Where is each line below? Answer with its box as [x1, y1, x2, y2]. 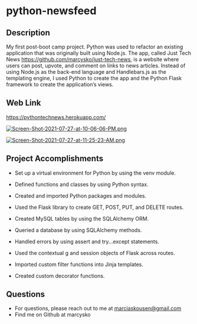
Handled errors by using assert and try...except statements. [14, 238, 159, 245]
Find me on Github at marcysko [14, 311, 91, 318]
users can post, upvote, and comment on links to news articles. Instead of [6, 62, 186, 69]
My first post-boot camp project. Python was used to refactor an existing [6, 43, 183, 50]
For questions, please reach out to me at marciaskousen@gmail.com [14, 305, 182, 312]
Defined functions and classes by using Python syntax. [14, 181, 149, 188]
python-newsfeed [6, 4, 97, 18]
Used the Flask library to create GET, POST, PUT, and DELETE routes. [14, 204, 184, 211]
